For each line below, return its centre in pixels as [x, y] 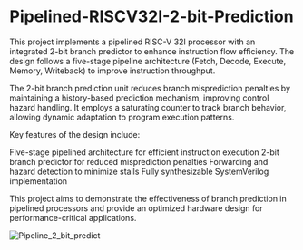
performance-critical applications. [73, 217]
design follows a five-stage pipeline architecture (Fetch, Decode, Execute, [148, 61]
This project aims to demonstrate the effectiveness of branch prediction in [148, 198]
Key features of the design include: [75, 134]
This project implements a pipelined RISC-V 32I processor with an [132, 42]
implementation [39, 181]
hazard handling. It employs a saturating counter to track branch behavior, [148, 107]
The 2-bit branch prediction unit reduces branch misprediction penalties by [150, 88]
